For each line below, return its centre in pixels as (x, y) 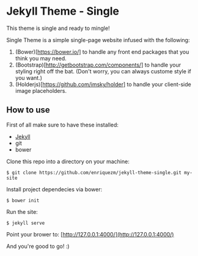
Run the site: (22, 211)
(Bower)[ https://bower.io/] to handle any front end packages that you (102, 52)
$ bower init (23, 200)
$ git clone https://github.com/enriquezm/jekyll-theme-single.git (94, 172)
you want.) (29, 78)
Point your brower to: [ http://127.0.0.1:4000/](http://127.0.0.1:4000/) (90, 234)
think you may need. (41, 58)
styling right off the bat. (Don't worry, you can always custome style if (103, 71)
